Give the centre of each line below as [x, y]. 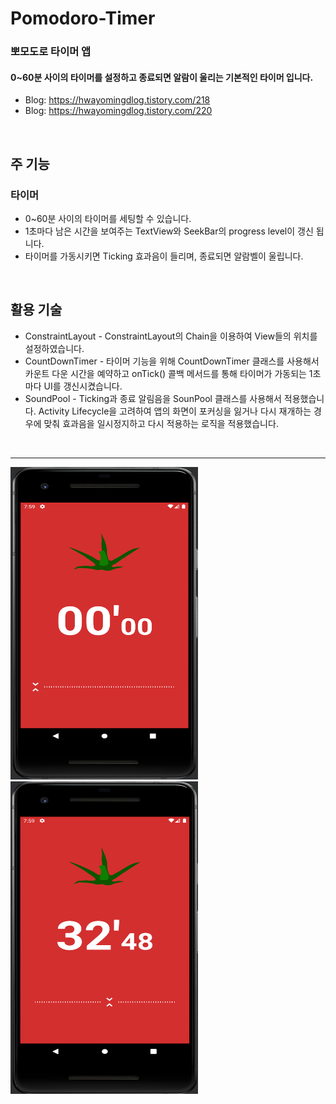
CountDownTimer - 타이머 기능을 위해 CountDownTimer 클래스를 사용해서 [172, 361]
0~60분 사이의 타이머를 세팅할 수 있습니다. [108, 218]
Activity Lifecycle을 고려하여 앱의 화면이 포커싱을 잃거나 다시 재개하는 [175, 411]
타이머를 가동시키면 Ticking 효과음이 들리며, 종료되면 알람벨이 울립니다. [164, 256]
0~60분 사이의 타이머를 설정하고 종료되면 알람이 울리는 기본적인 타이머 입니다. [162, 77]
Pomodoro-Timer [83, 18]
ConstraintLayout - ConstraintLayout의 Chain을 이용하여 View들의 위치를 [171, 336]
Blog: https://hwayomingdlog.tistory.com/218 [117, 100]
